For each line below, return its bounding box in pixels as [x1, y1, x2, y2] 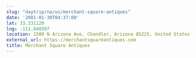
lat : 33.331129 [6, 20, 45, 26]
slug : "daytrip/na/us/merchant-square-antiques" [6, 8, 131, 15]
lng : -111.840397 [6, 25, 50, 32]
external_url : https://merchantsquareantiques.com [6, 37, 136, 43]
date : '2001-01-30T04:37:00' [6, 14, 80, 21]
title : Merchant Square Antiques [6, 43, 90, 49]
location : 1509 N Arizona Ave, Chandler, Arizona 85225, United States [6, 31, 190, 37]
